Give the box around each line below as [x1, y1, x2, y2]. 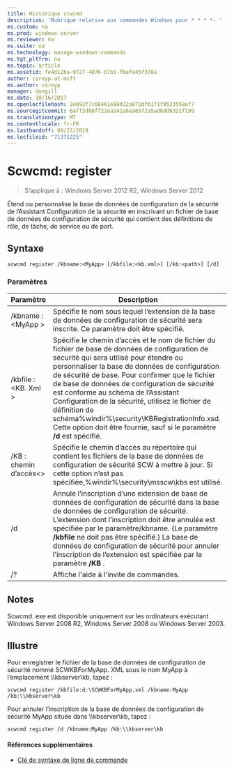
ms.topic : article [7, 62, 61, 69]
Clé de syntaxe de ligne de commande [17, 756, 128, 764]
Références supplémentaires [7, 740, 93, 749]
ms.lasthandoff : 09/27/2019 [7, 127, 89, 134]
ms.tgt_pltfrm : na [7, 56, 61, 63]
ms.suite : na [7, 43, 45, 49]
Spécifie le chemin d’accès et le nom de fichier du [52, 335, 216, 345]
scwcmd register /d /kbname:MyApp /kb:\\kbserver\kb [7, 726, 164, 733]
